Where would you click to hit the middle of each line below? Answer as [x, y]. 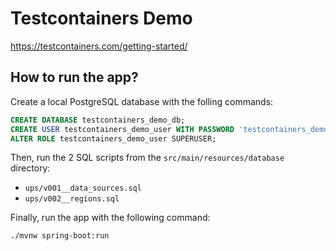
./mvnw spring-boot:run [60, 236]
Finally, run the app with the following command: [110, 218]
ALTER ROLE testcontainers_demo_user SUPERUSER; [113, 138]
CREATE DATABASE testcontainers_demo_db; [98, 120]
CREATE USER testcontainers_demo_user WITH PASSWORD [122, 129]
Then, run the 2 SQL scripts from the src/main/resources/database [147, 158]
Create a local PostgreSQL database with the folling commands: [142, 101]
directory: [30, 168]
